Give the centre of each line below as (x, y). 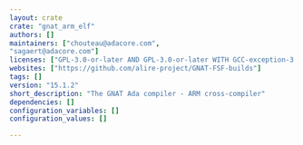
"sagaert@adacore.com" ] (54, 52)
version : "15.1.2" (44, 85)
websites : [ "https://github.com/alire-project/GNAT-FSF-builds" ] (135, 69)
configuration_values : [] (58, 119)
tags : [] (26, 77)
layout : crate (36, 18)
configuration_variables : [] (64, 111)
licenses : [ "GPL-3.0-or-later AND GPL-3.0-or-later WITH (119, 60)
